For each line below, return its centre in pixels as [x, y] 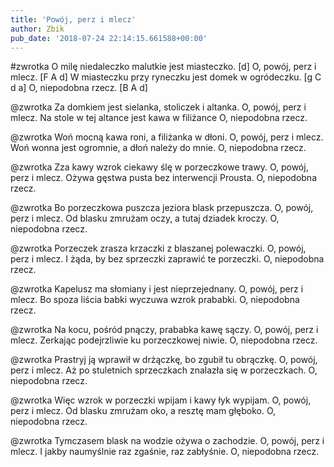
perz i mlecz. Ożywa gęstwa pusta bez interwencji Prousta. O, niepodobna [163, 178]
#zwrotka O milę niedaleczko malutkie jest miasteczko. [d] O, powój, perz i [163, 67]
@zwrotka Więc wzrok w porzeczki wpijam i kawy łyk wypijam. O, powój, [161, 400]
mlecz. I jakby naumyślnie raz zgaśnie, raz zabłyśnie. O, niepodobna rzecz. [165, 452]
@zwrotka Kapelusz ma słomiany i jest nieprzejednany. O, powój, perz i [157, 289]
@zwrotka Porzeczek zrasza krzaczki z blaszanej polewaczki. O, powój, [158, 248]
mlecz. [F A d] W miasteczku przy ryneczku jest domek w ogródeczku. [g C [166, 77]
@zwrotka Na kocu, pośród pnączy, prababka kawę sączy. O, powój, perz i [164, 330]
